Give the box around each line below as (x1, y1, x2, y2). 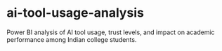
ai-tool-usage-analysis (6, 5, 145, 21)
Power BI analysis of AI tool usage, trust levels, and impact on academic (6, 28, 215, 36)
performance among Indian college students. (6, 35, 137, 43)
